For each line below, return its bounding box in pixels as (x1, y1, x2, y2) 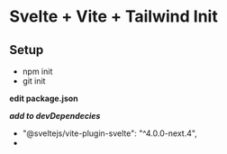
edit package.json (9, 93, 78, 104)
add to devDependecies (9, 111, 101, 121)
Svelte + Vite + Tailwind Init (9, 6, 218, 27)
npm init (22, 66, 53, 77)
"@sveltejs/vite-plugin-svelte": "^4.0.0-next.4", (22, 128, 198, 139)
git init (22, 76, 46, 86)
